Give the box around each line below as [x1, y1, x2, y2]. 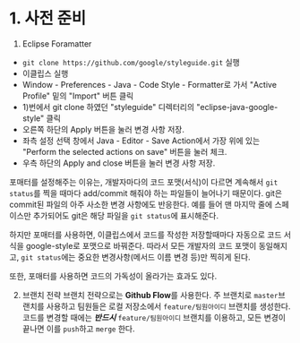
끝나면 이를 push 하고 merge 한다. [21, 323, 135, 334]
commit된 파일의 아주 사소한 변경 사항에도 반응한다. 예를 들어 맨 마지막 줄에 [9, 199, 273, 210]
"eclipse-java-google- [196, 101, 279, 112]
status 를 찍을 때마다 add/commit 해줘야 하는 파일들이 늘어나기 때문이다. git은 [9, 187, 283, 198]
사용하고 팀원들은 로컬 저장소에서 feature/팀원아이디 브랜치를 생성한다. [46, 301, 291, 312]
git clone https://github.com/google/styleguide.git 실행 [21, 56, 240, 67]
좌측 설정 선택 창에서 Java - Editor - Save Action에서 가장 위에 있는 [21, 135, 261, 146]
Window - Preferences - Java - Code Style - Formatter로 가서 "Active [21, 79, 278, 90]
